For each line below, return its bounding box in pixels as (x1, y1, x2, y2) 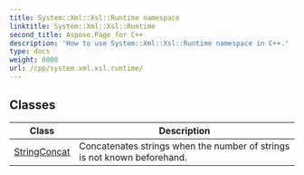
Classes (9, 97, 56, 113)
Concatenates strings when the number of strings (79, 140, 290, 152)
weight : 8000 (9, 55, 59, 64)
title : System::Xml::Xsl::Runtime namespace (9, 13, 180, 23)
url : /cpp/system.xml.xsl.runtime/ (9, 64, 144, 73)
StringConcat (14, 145, 71, 158)
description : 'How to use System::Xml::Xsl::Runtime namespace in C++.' (9, 38, 290, 48)
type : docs (9, 47, 51, 56)
